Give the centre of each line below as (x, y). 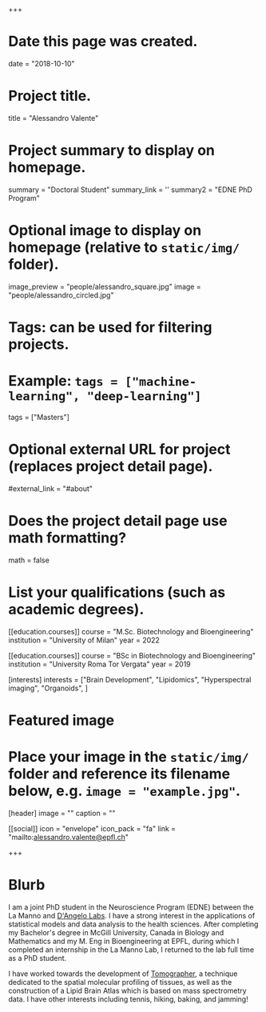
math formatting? (67, 538)
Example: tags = (63, 381)
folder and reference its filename (119, 774)
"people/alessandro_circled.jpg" (61, 295)
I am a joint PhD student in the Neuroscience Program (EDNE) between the (131, 907)
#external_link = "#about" (51, 488)
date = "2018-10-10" (42, 63)
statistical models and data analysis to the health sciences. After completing (133, 924)
